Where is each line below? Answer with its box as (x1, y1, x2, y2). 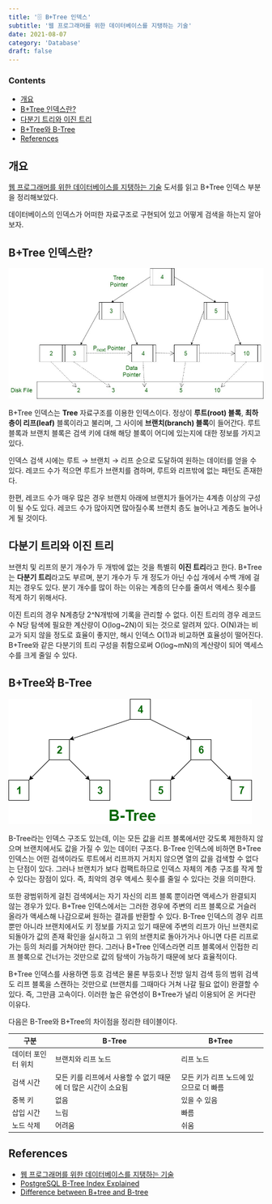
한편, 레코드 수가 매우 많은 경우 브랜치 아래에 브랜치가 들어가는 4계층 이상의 (8, 492, 246, 502)
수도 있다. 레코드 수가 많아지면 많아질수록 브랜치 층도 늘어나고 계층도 (25, 503, 241, 513)
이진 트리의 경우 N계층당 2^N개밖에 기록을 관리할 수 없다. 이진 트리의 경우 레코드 (8, 610, 261, 619)
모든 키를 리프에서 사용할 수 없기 (55, 1072, 156, 1082)
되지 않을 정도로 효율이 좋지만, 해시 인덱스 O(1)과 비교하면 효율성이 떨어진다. (23, 630, 264, 640)
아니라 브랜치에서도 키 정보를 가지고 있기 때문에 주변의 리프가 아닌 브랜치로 (23, 921, 259, 931)
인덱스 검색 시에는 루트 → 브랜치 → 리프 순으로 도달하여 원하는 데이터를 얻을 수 (8, 455, 257, 465)
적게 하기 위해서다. (8, 592, 67, 602)
